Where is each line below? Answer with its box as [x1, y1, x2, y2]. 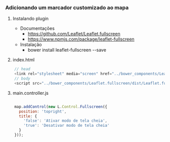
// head [14, 66, 30, 72]
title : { [18, 114, 37, 119]
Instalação [20, 42, 42, 48]
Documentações [20, 25, 55, 31]
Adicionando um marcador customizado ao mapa [5, 4, 129, 11]
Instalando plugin [12, 16, 49, 22]
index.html [12, 57, 35, 63]
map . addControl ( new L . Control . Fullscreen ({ [14, 104, 108, 109]
